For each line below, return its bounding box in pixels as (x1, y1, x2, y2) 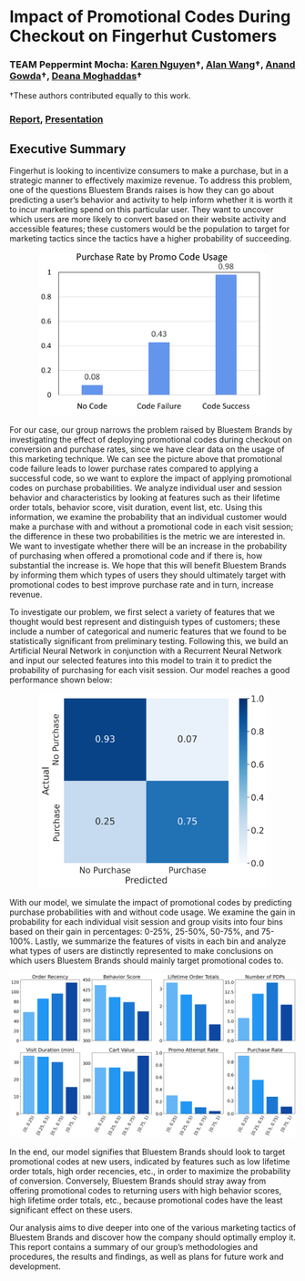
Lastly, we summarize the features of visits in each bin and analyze (35, 936, 287, 947)
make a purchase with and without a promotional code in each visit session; (9, 521, 294, 532)
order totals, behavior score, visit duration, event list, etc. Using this (9, 502, 263, 513)
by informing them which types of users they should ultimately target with (9, 569, 287, 580)
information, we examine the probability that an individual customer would (9, 512, 287, 523)
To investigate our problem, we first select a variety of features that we (9, 607, 276, 618)
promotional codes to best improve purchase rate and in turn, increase (9, 579, 274, 590)
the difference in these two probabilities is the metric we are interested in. (9, 531, 286, 542)
